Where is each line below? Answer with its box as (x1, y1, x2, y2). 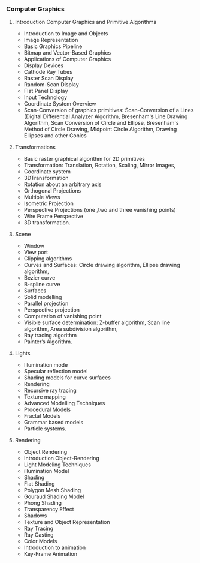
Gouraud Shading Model (23, 493, 84, 500)
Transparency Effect (23, 506, 74, 513)
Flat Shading (23, 480, 55, 487)
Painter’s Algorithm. (23, 338, 73, 345)
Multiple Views (23, 194, 60, 201)
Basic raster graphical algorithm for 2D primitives (23, 155, 146, 163)
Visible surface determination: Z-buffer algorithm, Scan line (23, 319, 171, 326)
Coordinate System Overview (23, 100, 96, 107)
